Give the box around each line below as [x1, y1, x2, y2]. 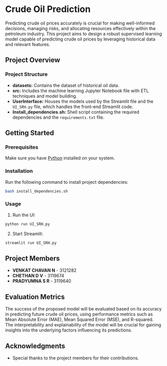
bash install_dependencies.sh [5, 189, 68, 194]
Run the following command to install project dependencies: [5, 179, 129, 185]
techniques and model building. [12, 93, 77, 99]
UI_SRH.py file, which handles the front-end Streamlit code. [12, 104, 134, 110]
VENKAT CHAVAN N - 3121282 [12, 267, 77, 273]
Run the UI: [12, 212, 36, 218]
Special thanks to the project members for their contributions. [12, 354, 139, 361]
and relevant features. [5, 41, 50, 47]
